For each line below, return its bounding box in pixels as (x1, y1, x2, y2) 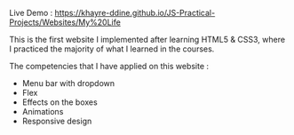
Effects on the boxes (21, 97, 98, 107)
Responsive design (21, 115, 92, 126)
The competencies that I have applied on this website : (9, 61, 210, 71)
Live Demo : (9, 8, 53, 18)
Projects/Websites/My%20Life (9, 17, 122, 28)
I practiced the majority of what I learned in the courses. (9, 44, 215, 54)
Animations (21, 107, 64, 116)
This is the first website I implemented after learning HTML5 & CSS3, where (9, 35, 286, 44)
